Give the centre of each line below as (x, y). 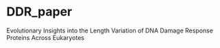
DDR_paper (39, 12)
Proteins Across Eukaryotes (46, 37)
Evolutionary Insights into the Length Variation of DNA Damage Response (110, 30)
